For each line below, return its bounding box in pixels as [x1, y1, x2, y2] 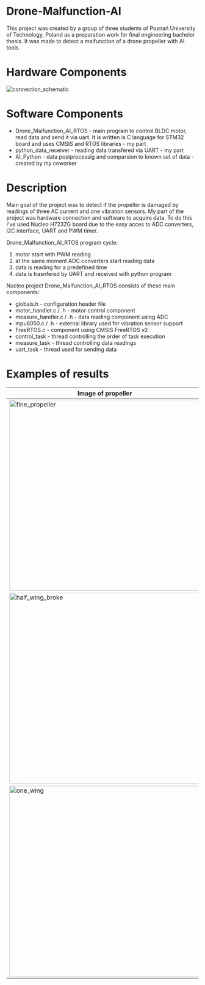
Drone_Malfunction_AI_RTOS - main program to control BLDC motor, [15, 127, 187, 134]
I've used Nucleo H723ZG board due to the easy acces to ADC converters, [6, 220, 194, 228]
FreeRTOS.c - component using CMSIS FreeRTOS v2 [15, 326, 148, 333]
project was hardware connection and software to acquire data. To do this [6, 214, 192, 221]
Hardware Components [6, 65, 127, 79]
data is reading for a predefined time [15, 264, 107, 271]
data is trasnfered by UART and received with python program [15, 270, 172, 277]
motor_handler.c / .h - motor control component [15, 306, 135, 314]
